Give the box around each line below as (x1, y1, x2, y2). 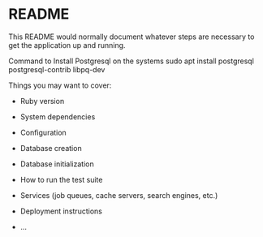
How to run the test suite (19, 175, 103, 184)
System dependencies (19, 111, 96, 122)
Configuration (19, 127, 67, 137)
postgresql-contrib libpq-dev (8, 64, 106, 74)
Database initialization (19, 159, 95, 169)
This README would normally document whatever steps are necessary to (8, 32, 255, 41)
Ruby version (19, 96, 65, 106)
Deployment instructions (19, 206, 103, 216)
